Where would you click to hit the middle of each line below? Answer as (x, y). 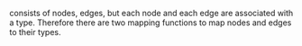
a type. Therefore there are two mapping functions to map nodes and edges (151, 23)
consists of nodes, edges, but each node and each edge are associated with (151, 13)
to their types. (35, 32)
